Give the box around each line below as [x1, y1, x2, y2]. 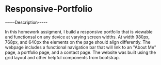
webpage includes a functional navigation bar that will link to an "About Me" [5, 44, 157, 50]
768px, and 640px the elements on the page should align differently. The [5, 39, 151, 45]
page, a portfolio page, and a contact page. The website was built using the [5, 49, 156, 55]
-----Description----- [5, 19, 48, 25]
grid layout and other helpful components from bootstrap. [5, 54, 120, 60]
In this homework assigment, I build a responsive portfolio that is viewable [5, 29, 153, 34]
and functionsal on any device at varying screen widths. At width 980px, [5, 34, 150, 40]
